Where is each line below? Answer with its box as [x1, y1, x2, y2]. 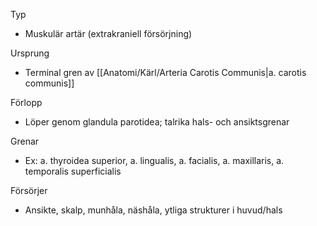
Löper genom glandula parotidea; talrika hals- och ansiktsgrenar [24, 116, 290, 128]
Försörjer [10, 185, 48, 196]
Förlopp [10, 97, 43, 108]
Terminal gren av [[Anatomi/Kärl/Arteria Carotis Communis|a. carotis [24, 67, 307, 78]
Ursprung [10, 47, 50, 59]
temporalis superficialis [24, 165, 122, 177]
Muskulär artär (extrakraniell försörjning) [24, 28, 193, 39]
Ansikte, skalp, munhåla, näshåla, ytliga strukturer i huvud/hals [24, 204, 283, 216]
